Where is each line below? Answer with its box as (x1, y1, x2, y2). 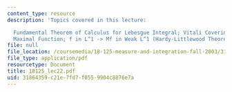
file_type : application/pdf (7, 55, 88, 62)
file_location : (7, 48, 51, 55)
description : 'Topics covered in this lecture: (7, 17, 147, 24)
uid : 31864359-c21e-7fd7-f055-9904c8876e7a (7, 74, 135, 81)
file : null (7, 42, 39, 49)
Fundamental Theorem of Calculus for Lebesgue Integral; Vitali (13, 29, 202, 36)
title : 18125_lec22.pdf (7, 67, 76, 75)
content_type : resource (7, 10, 76, 17)
